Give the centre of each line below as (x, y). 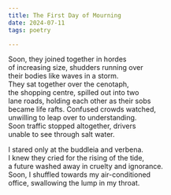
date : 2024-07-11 (37, 23)
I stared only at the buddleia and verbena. (76, 149)
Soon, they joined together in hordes (67, 59)
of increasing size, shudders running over (76, 68)
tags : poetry (30, 30)
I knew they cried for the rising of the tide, (76, 158)
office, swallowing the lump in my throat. (74, 183)
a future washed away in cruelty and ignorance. (86, 167)
